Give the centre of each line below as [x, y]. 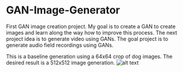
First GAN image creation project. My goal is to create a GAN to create [91, 26]
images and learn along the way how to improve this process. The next [91, 32]
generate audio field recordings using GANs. [60, 45]
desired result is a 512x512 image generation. [61, 63]
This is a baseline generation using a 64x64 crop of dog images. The [89, 56]
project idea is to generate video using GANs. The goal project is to [87, 39]
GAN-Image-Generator [63, 10]
